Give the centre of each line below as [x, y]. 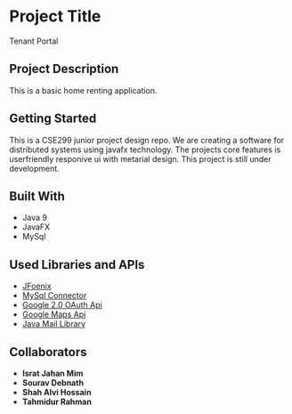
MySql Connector [54, 296]
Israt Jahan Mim [53, 373]
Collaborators [48, 352]
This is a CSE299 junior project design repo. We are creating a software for [147, 140]
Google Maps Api [54, 314]
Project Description [64, 69]
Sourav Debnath [53, 383]
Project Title [55, 16]
